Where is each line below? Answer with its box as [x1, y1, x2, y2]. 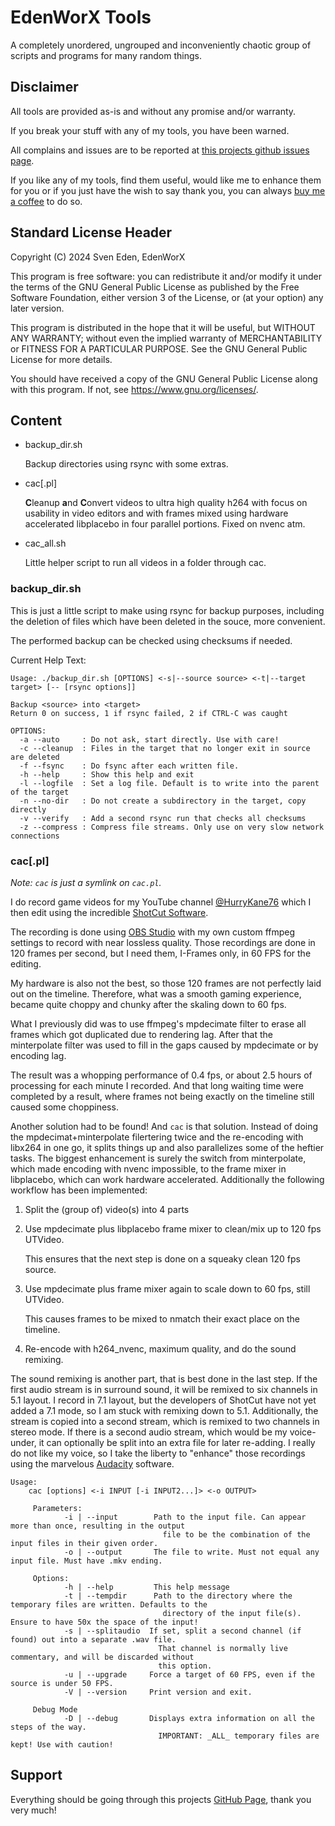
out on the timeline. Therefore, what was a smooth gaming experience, [10, 987, 302, 1000]
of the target [10, 787, 70, 797]
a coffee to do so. [10, 195, 83, 207]
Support [10, 1767, 63, 1784]
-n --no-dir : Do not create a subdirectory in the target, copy [19, 796, 307, 806]
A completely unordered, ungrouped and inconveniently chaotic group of [10, 39, 312, 51]
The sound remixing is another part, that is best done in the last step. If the [10, 1372, 318, 1385]
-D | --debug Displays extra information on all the [63, 1713, 315, 1723]
